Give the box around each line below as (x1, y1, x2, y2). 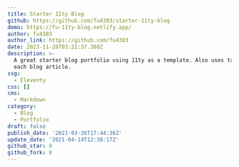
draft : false (7, 122, 46, 130)
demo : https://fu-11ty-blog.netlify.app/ (7, 23, 132, 31)
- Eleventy (14, 76, 46, 84)
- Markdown (14, 97, 46, 104)
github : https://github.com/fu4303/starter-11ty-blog (7, 17, 171, 24)
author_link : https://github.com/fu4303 (7, 37, 129, 44)
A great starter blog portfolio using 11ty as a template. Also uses (14, 57, 224, 64)
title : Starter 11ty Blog (7, 10, 84, 18)
